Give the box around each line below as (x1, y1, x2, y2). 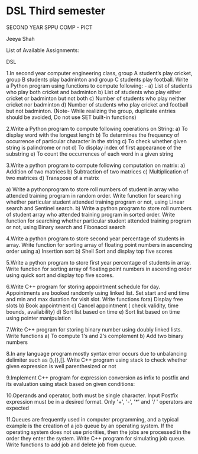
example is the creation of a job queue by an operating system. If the (6, 422, 174, 429)
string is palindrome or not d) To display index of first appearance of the (6, 144, 181, 151)
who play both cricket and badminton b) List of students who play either (6, 88, 181, 95)
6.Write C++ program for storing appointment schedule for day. (6, 283, 161, 290)
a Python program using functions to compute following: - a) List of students (6, 82, 193, 89)
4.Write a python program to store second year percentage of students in (6, 235, 185, 242)
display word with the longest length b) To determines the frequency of (6, 131, 180, 139)
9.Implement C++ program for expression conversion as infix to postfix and (6, 374, 189, 381)
